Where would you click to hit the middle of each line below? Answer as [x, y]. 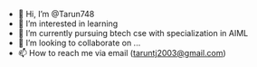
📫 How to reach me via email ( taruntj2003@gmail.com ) [122, 53]
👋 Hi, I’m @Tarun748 [56, 14]
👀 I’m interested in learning [68, 24]
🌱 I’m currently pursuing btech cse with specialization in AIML [133, 33]
